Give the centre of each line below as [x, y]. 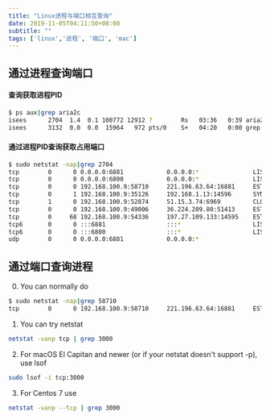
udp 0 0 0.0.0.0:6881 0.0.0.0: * [104, 239]
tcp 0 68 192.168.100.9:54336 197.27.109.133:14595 [124, 217]
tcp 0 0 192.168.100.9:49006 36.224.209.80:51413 [122, 209]
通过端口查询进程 [51, 266]
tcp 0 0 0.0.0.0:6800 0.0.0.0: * [104, 179]
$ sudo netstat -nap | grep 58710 [62, 301]
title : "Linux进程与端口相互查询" [61, 16]
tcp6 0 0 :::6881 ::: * [95, 224]
